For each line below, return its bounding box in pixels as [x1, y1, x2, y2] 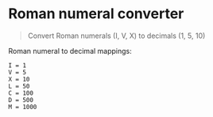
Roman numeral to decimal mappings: [8, 46, 133, 55]
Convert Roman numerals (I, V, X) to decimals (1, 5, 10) [27, 31, 206, 40]
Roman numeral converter [8, 5, 184, 23]
